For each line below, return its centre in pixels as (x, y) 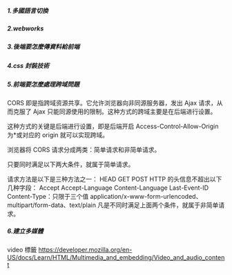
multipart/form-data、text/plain (52, 205)
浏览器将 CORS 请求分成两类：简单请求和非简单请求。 (84, 150)
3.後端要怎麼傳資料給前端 (43, 47)
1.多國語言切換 (28, 10)
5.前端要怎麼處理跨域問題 (43, 85)
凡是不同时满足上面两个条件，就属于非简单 (158, 205)
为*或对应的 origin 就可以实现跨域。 (58, 135)
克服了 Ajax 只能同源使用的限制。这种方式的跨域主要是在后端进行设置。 (115, 112)
